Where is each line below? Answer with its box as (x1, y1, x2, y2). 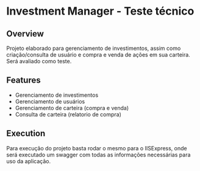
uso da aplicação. (6, 157, 51, 165)
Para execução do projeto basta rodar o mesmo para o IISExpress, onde (6, 144, 187, 152)
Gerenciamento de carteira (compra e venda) (15, 104, 129, 111)
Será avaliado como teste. (6, 58, 72, 65)
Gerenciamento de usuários (15, 97, 85, 105)
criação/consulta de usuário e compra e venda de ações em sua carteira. (6, 51, 190, 58)
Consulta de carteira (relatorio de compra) (15, 111, 122, 118)
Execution (6, 128, 46, 139)
